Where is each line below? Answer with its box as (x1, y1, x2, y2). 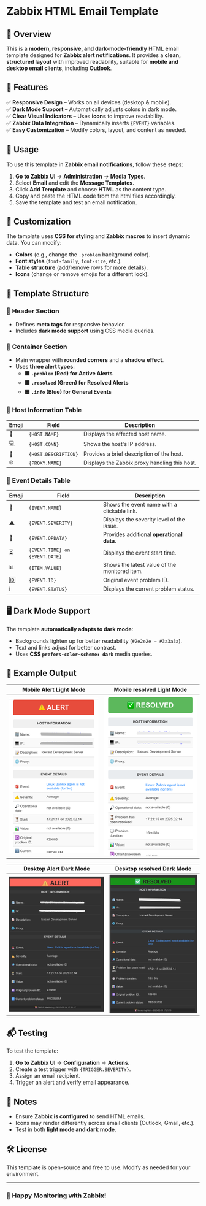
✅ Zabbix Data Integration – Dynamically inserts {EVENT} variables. (6, 119, 176, 126)
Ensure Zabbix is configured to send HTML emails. (15, 1113, 145, 1120)
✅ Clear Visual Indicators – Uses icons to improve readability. (6, 112, 164, 120)
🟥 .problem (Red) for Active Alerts (24, 370, 113, 377)
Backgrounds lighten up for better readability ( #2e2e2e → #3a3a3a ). (15, 637, 183, 645)
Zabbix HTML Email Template (6, 4, 159, 18)
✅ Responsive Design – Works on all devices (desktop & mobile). (6, 98, 172, 106)
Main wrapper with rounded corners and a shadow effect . (15, 356, 164, 364)
